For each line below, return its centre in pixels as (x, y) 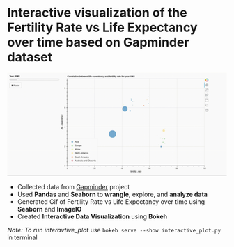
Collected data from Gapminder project (73, 187)
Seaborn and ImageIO (49, 209)
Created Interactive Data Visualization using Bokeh (92, 216)
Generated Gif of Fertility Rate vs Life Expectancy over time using (111, 202)
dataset (30, 57)
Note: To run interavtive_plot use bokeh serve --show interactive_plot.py (114, 230)
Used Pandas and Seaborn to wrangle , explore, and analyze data (112, 194)
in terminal (22, 237)
